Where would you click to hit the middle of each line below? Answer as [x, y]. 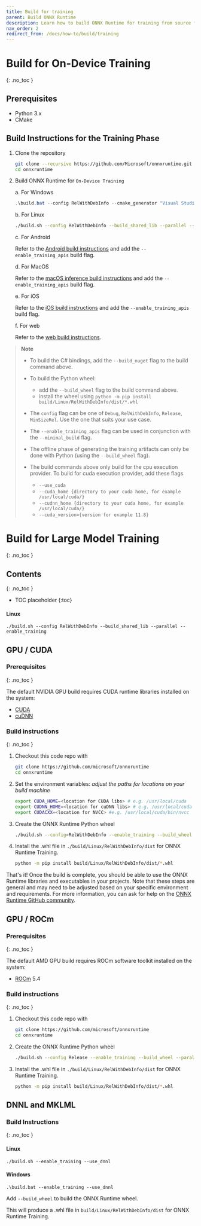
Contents [24, 574]
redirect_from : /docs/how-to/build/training [63, 34]
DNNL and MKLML [41, 1105]
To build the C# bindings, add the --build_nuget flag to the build [109, 361]
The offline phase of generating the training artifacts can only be [109, 449]
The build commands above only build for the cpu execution [104, 467]
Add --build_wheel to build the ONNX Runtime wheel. [72, 1198]
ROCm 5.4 [28, 978]
